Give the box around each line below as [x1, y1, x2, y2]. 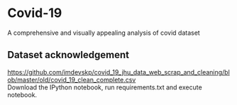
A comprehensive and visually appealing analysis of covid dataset [7, 28, 200, 37]
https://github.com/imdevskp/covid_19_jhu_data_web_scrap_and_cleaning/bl [7, 67, 231, 76]
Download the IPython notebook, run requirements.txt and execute [7, 83, 202, 92]
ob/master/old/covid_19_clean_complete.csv [7, 75, 136, 84]
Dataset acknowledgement [7, 49, 130, 61]
